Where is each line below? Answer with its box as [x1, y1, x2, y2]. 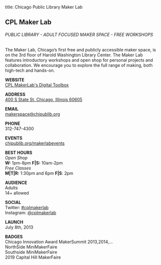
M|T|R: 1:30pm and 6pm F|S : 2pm [5, 170, 74, 176]
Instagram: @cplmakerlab [5, 210, 57, 215]
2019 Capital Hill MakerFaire [5, 254, 61, 260]
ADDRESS [5, 91, 26, 97]
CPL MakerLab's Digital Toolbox [5, 82, 69, 88]
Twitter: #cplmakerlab [5, 204, 49, 210]
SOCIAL [5, 199, 21, 205]
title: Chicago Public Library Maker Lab [5, 4, 83, 10]
